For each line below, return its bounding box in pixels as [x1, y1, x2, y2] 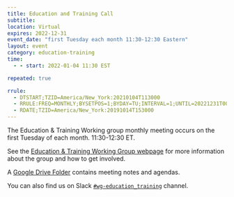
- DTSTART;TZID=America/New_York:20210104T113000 [13, 94, 160, 101]
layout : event [7, 43, 49, 50]
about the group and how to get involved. [7, 154, 126, 163]
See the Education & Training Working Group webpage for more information [7, 147, 225, 155]
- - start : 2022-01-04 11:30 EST [13, 62, 111, 69]
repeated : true [7, 75, 52, 82]
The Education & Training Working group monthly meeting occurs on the [7, 126, 215, 134]
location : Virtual [7, 23, 61, 30]
